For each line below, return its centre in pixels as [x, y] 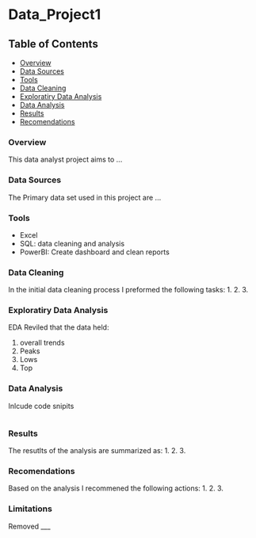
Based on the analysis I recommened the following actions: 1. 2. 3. [116, 488]
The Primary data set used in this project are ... [85, 197]
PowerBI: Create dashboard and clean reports [95, 252]
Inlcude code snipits [41, 406]
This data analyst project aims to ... [65, 159]
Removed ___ [29, 526]
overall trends [42, 343]
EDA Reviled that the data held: [59, 327]
